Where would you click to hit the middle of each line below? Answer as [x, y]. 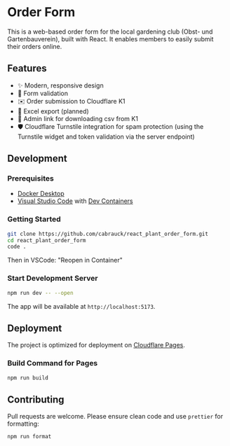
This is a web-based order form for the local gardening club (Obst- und [110, 32]
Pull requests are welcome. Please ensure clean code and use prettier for [115, 417]
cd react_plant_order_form [47, 240]
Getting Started [34, 219]
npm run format [29, 437]
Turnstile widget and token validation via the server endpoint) [106, 137]
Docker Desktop [41, 194]
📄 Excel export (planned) [53, 111]
